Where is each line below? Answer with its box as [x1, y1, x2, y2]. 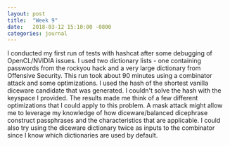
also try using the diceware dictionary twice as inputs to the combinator [7, 124, 215, 132]
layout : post [7, 10, 46, 18]
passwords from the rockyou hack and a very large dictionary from [7, 64, 201, 72]
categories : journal [7, 29, 68, 37]
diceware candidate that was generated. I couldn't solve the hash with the [7, 86, 222, 95]
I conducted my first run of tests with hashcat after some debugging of [7, 49, 212, 58]
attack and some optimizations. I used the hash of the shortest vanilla [7, 79, 209, 88]
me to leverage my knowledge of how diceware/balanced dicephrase [7, 109, 208, 117]
